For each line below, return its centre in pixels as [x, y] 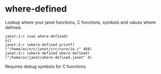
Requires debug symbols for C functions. [46, 66]
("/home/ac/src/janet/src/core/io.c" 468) [48, 49]
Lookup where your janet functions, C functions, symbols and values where [80, 22]
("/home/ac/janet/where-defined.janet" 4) [48, 57]
